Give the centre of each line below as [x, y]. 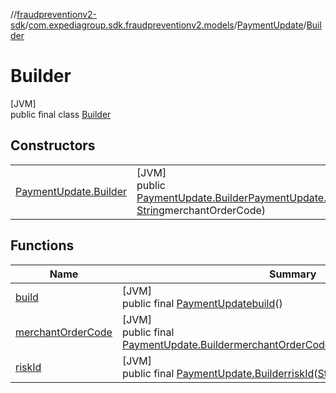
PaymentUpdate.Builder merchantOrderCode [226, 344]
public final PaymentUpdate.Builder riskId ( [219, 373]
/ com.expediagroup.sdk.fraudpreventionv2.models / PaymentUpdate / [165, 25]
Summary [292, 274]
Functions [42, 245]
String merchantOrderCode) [201, 210]
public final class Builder [61, 114]
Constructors [53, 145]
